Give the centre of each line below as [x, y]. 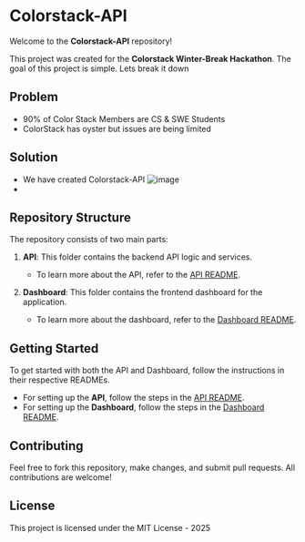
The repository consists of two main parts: [89, 240]
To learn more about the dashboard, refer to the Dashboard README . [166, 320]
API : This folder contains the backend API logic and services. [137, 257]
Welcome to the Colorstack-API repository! [91, 41]
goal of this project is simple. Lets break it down [99, 68]
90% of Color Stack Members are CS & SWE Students [124, 118]
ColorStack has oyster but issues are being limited [117, 128]
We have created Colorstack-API [84, 179]
